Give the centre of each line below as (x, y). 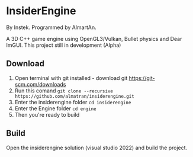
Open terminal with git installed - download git (71, 78)
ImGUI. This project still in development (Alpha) (64, 45)
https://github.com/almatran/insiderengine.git (74, 96)
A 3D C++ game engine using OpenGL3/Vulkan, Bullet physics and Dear (94, 39)
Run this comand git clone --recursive (64, 91)
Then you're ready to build (47, 114)
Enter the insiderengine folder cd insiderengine (73, 102)
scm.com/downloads (40, 84)
